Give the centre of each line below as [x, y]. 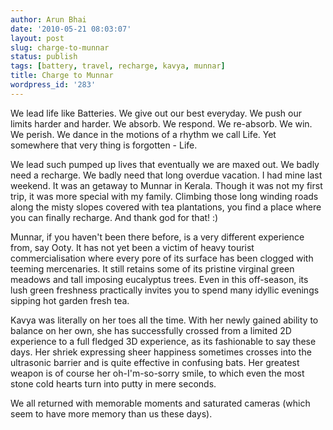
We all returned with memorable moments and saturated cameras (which [160, 403]
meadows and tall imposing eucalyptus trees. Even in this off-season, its [159, 279]
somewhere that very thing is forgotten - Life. [104, 145]
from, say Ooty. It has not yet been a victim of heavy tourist [132, 247]
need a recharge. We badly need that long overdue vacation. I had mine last [166, 175]
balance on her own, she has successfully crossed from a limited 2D [151, 330]
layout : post [37, 38]
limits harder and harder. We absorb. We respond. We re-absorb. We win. [161, 123]
